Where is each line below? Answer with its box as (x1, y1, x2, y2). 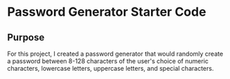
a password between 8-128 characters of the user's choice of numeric (7, 57, 209, 65)
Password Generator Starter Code (7, 4, 206, 20)
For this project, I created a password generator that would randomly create (7, 49, 224, 58)
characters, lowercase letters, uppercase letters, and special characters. (7, 65, 214, 72)
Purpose (7, 32, 45, 43)
